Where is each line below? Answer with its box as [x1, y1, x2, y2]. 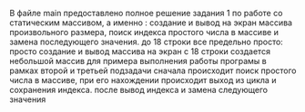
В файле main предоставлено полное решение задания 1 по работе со [9, 8, 283, 18]
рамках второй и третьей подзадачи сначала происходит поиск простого [9, 65, 297, 76]
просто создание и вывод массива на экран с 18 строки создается [9, 46, 271, 57]
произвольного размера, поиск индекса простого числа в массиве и [9, 27, 280, 37]
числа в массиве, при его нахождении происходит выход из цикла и [9, 75, 277, 85]
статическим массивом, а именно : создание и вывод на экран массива [9, 17, 293, 28]
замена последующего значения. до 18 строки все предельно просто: [9, 36, 284, 47]
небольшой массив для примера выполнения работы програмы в [9, 56, 267, 66]
